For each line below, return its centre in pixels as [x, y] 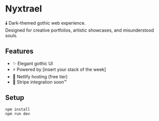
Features [19, 51]
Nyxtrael [24, 9]
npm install [18, 109]
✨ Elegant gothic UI [33, 63]
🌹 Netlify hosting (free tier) [40, 76]
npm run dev [18, 114]
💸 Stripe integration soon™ [39, 82]
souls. [11, 35]
